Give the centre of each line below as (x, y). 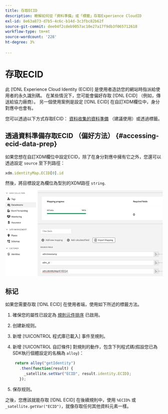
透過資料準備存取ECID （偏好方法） (60, 136)
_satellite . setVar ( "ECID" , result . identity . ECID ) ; (77, 374)
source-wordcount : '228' (31, 37)
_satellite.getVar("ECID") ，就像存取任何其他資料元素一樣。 (68, 406)
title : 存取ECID (21, 10)
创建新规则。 (25, 325)
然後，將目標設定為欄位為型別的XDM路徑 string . (55, 183)
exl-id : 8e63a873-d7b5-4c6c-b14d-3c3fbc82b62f (54, 21)
